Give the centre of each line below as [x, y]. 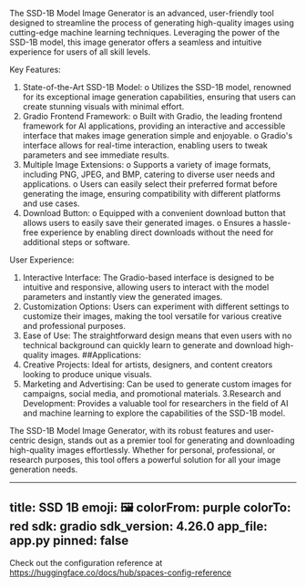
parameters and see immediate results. [96, 155]
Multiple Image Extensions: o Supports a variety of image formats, [147, 165]
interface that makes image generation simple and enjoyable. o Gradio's [158, 135]
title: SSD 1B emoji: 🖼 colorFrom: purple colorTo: [150, 508]
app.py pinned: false [69, 541]
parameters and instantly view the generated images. [122, 297]
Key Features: [35, 69]
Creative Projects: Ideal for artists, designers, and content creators [148, 365]
